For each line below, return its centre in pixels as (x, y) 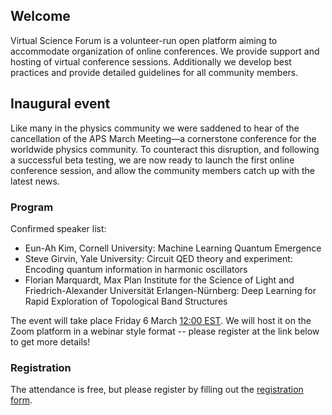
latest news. (35, 181)
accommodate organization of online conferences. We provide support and (165, 51)
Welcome (40, 16)
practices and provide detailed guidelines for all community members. (154, 72)
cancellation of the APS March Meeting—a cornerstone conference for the (163, 138)
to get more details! (50, 341)
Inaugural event (60, 104)
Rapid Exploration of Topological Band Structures (126, 301)
